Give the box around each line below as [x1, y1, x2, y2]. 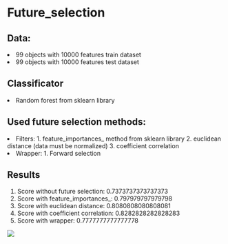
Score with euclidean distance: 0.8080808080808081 [17, 202, 171, 210]
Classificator [7, 78, 64, 90]
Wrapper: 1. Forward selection [16, 149, 101, 157]
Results [7, 169, 41, 181]
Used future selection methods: [7, 116, 147, 128]
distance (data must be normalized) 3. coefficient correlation [7, 141, 179, 150]
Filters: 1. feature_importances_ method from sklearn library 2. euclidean [16, 134, 222, 143]
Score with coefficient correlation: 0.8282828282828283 [17, 209, 180, 218]
